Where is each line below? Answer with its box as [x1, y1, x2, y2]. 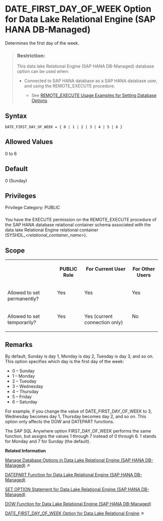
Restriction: [16, 52, 46, 59]
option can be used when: [16, 69, 69, 74]
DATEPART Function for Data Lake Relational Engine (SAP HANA [5, 472, 133, 478]
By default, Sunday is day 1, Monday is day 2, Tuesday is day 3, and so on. [5, 353, 154, 359]
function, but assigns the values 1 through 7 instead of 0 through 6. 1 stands [5, 434, 157, 439]
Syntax [5, 112, 27, 120]
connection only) [84, 319, 123, 326]
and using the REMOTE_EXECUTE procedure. [24, 83, 115, 89]
